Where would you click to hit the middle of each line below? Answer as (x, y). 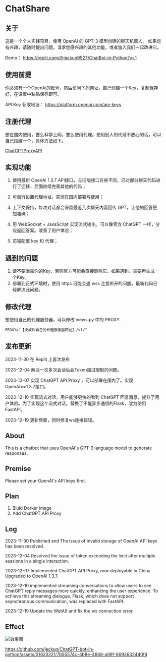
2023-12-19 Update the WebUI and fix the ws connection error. (69, 611)
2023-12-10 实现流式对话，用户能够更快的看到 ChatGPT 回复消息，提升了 (80, 397)
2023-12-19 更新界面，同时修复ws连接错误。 (51, 420)
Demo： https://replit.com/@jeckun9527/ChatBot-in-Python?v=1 (71, 58)
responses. (17, 453)
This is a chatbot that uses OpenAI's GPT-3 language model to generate (79, 448)
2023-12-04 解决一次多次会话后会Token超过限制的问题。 (63, 369)
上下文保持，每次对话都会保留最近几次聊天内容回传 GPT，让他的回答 (83, 208)
